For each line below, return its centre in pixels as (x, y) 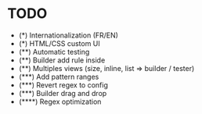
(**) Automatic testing (54, 52)
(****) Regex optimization (60, 102)
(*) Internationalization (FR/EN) (69, 35)
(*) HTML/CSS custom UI (60, 43)
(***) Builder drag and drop (63, 93)
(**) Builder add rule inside (62, 60)
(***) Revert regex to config (63, 85)
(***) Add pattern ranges (59, 77)
